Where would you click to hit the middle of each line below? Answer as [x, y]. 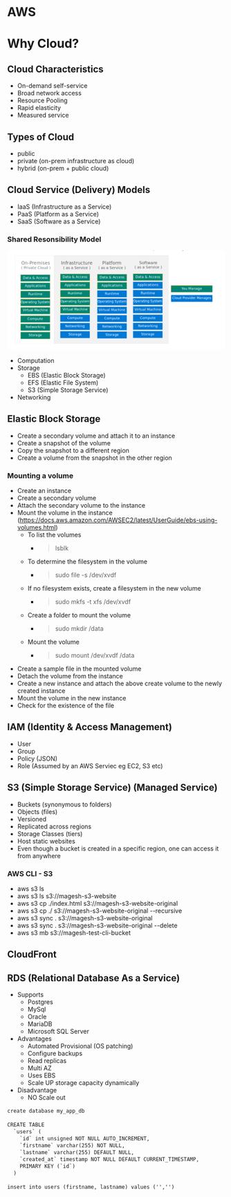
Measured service [43, 115]
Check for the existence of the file [66, 705]
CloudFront [32, 955]
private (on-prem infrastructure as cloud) [76, 161]
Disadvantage [37, 1091]
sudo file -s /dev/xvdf [86, 575]
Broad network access [49, 93]
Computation [36, 360]
